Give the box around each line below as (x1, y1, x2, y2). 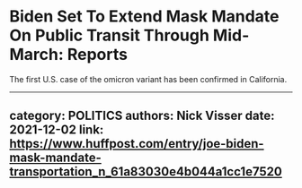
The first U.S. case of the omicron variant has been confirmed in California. (9, 73, 288, 84)
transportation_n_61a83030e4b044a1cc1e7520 (9, 164, 283, 180)
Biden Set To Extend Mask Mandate (9, 6, 280, 27)
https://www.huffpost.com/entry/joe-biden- (9, 136, 264, 151)
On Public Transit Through (9, 25, 209, 46)
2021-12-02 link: (9, 123, 104, 138)
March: (9, 45, 65, 64)
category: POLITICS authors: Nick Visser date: (9, 108, 275, 124)
